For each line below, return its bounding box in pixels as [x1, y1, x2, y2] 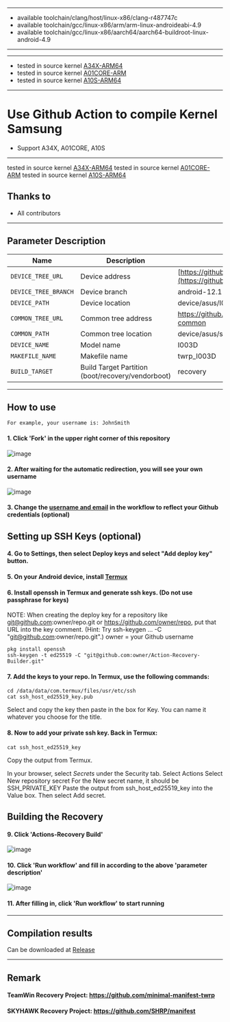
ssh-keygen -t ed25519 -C [7, 652, 81, 659]
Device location [80, 298, 131, 307]
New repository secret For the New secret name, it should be [7, 776, 179, 785]
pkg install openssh [7, 646, 66, 653]
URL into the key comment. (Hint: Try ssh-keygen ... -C [7, 626, 162, 634]
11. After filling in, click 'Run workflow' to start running [7, 899, 165, 907]
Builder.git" [7, 658, 44, 665]
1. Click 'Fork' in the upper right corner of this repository [7, 433, 170, 442]
